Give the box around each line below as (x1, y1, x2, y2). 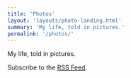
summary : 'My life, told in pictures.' (7, 23, 125, 30)
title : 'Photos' (7, 10, 55, 18)
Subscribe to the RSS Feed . (7, 63, 88, 72)
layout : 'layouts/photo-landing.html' (7, 17, 122, 24)
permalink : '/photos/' (7, 30, 74, 38)
